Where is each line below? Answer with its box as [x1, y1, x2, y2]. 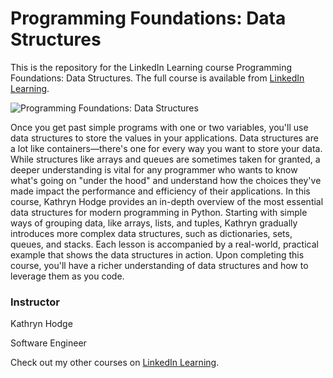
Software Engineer [10, 337, 87, 349]
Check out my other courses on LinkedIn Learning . [10, 357, 220, 369]
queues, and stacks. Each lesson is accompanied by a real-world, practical [10, 238, 319, 250]
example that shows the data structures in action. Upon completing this [10, 248, 305, 261]
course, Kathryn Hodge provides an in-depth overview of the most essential [10, 195, 324, 207]
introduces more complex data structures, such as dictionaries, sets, [10, 227, 293, 239]
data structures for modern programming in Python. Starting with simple [10, 206, 308, 218]
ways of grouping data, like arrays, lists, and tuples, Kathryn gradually [10, 217, 298, 229]
